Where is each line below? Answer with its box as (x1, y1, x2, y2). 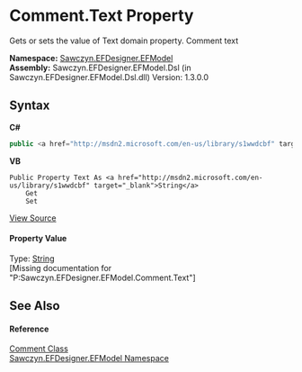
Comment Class (9, 343, 69, 354)
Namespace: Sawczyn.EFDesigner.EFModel (9, 52, 173, 63)
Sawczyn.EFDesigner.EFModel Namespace (9, 353, 169, 364)
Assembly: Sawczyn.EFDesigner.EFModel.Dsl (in (9, 62, 191, 73)
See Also (9, 298, 60, 313)
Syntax (9, 98, 50, 113)
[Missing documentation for (9, 262, 112, 273)
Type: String (9, 253, 55, 264)
